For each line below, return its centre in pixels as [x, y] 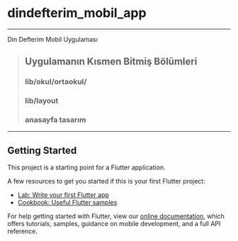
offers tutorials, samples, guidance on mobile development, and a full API [114, 224]
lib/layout [41, 101]
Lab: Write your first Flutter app [63, 195]
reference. [22, 231]
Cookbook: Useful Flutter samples [67, 203]
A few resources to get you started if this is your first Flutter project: [106, 181]
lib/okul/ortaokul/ [56, 82]
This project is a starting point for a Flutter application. [86, 167]
